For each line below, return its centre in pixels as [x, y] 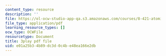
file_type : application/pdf [34, 23]
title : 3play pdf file [28, 41]
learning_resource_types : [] [35, 28]
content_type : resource [30, 9]
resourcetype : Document [30, 37]
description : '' [22, 14]
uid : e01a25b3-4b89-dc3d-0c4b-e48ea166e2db [51, 46]
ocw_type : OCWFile [24, 32]
